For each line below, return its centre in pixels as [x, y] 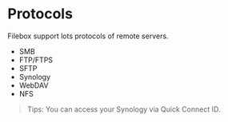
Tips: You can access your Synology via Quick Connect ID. [124, 109]
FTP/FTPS [36, 60]
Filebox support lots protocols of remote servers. [88, 36]
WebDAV [34, 85]
